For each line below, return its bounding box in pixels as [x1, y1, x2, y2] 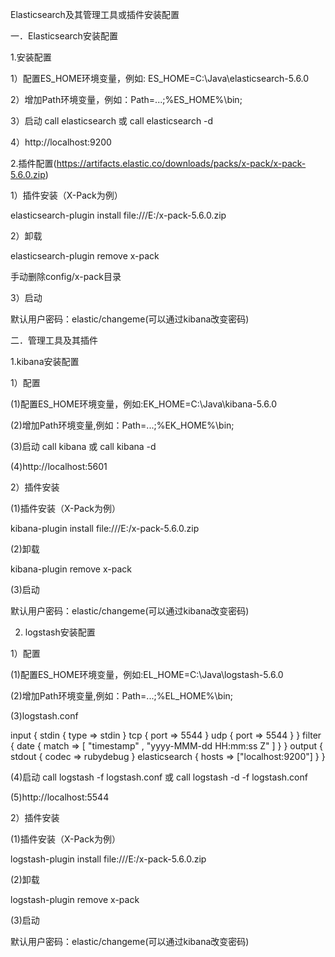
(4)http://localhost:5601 [10, 461, 108, 472]
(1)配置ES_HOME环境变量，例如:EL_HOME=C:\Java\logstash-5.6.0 [10, 669, 284, 680]
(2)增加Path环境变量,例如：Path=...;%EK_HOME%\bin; [10, 419, 235, 431]
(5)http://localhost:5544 [10, 791, 110, 803]
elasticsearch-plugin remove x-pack [10, 250, 160, 262]
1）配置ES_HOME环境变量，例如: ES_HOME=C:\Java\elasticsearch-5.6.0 [10, 73, 310, 84]
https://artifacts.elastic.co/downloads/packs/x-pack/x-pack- [56, 158, 307, 169]
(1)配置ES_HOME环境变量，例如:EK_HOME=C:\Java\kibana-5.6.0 [10, 398, 277, 410]
